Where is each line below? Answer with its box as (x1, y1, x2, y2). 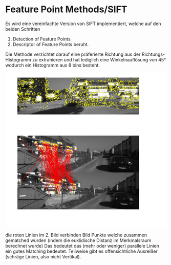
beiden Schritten (5, 26, 40, 32)
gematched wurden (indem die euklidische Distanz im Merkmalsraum (5, 237, 152, 244)
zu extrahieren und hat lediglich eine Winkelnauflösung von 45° (32, 56, 166, 62)
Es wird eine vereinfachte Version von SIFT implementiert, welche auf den (5, 20, 161, 27)
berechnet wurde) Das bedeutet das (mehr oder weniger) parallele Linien (5, 242, 160, 249)
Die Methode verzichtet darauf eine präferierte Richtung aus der (5, 51, 141, 57)
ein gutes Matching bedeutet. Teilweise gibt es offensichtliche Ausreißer (5, 248, 158, 254)
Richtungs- (141, 51, 165, 57)
